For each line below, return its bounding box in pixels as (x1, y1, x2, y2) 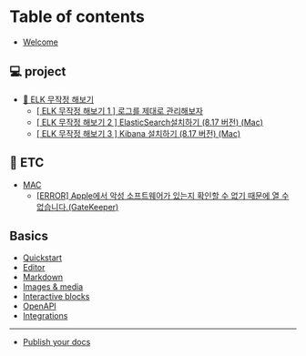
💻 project (9, 64, 66, 79)
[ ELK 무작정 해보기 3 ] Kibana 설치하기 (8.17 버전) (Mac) (36, 127, 241, 138)
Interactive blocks (22, 291, 90, 302)
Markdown (22, 271, 64, 283)
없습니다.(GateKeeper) (36, 201, 119, 212)
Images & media (22, 281, 84, 292)
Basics (9, 228, 48, 243)
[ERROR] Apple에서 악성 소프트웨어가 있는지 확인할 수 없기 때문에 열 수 (36, 189, 290, 201)
